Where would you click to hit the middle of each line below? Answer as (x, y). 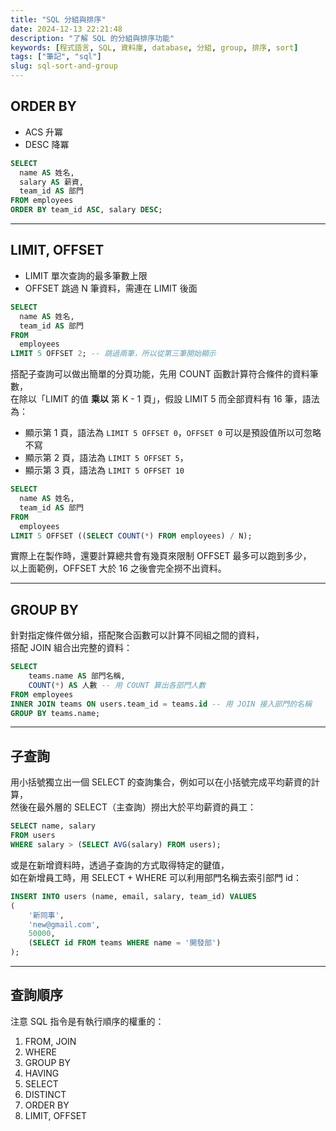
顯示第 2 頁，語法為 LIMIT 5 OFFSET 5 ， (106, 458)
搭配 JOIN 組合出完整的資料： (71, 648)
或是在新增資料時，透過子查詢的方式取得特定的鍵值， (120, 865)
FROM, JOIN (50, 1041)
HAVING (42, 1073)
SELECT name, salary (53, 826)
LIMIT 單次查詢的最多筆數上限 (86, 275)
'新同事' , (46, 915)
